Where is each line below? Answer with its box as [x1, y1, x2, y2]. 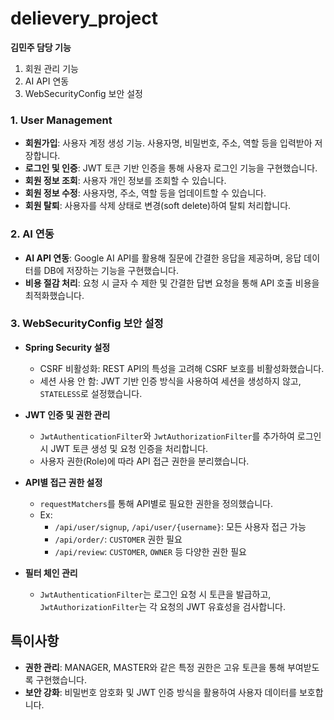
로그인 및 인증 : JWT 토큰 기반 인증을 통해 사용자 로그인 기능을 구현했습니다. [24, 162, 318, 174]
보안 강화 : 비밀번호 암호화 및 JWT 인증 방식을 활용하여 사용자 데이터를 [24, 686, 298, 698]
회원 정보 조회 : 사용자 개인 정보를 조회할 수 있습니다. [24, 175, 227, 187]
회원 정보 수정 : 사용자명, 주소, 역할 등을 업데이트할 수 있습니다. [24, 187, 267, 199]
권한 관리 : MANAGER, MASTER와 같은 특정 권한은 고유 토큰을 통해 [24, 661, 285, 673]
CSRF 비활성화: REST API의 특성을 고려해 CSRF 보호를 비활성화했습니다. [39, 362, 325, 374]
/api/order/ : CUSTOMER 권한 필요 [54, 533, 183, 545]
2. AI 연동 [10, 227, 55, 241]
